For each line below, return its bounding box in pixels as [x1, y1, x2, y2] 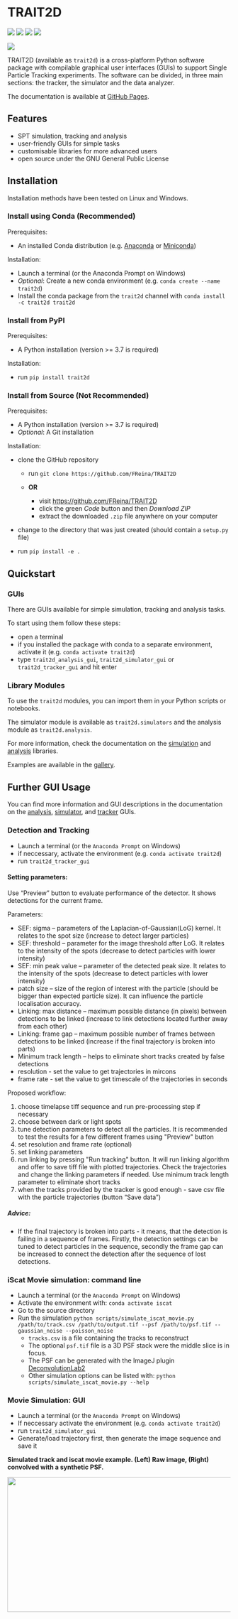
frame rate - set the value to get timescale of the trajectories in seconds [17, 1074, 228, 1083]
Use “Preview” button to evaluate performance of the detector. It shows [7, 889, 217, 897]
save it [17, 1441, 38, 1450]
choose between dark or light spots [17, 1117, 122, 1126]
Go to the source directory [17, 1306, 95, 1315]
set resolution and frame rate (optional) [17, 1139, 132, 1148]
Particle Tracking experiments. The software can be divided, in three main [7, 70, 223, 79]
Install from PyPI [7, 315, 65, 325]
